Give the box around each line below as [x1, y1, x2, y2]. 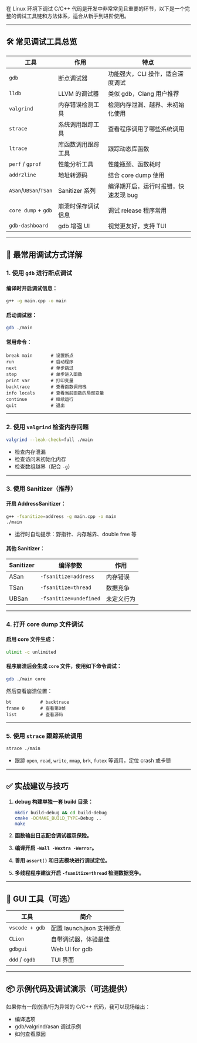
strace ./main [6, 746, 41, 751]
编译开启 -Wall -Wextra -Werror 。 [14, 844, 97, 851]
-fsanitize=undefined [40, 595, 101, 601]
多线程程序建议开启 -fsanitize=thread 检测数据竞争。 [14, 870, 145, 877]
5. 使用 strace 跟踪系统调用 [6, 731, 83, 740]
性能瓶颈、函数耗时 [108, 160, 161, 168]
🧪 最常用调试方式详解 [6, 250, 83, 260]
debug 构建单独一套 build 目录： [14, 798, 94, 805]
